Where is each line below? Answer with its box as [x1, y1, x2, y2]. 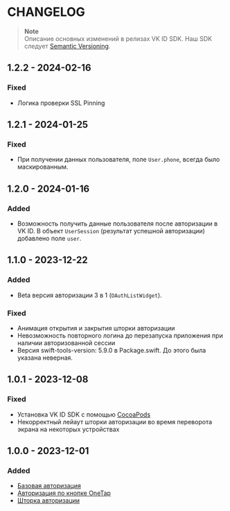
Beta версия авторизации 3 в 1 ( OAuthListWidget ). [17, 291, 162, 299]
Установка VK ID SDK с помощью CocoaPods [17, 410, 151, 419]
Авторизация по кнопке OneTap [17, 489, 111, 497]
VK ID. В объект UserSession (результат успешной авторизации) [17, 227, 206, 235]
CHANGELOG [7, 4, 85, 20]
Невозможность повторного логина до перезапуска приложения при [17, 331, 223, 340]
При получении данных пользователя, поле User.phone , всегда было [17, 156, 220, 164]
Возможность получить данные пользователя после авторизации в [17, 219, 218, 228]
